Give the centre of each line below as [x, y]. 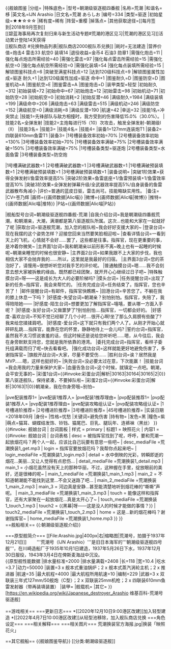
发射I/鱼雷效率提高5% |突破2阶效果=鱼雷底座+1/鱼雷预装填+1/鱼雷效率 [92, 178]
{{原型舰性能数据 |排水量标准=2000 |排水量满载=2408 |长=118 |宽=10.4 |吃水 [85, 561]
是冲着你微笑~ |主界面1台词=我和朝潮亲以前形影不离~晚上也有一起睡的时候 [83, 246]
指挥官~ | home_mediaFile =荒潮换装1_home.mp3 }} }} [66, 518]
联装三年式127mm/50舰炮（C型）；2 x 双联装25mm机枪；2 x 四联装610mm [83, 580]
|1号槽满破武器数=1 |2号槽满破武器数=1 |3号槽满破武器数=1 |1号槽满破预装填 [84, 165]
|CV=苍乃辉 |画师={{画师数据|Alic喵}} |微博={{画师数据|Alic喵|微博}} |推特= [83, 197]
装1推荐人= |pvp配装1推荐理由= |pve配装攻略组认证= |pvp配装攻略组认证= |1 [85, 404]
